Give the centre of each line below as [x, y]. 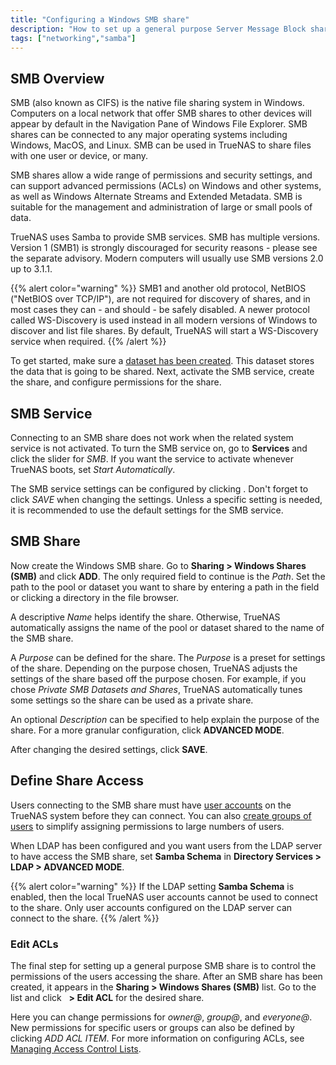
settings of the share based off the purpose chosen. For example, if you [158, 678]
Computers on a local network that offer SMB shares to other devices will [161, 113]
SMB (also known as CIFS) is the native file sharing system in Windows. [157, 103]
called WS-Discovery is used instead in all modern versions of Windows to [164, 320]
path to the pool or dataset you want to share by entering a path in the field [165, 587]
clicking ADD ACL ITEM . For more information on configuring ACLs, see [157, 1038]
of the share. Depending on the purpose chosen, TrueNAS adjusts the [154, 668]
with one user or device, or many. [79, 156]
